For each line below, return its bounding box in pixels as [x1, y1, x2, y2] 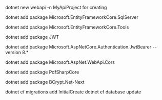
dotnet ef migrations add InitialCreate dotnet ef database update [5, 89, 141, 95]
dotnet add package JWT [5, 34, 59, 40]
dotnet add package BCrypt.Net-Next [5, 79, 85, 85]
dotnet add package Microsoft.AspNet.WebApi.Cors [5, 59, 115, 65]
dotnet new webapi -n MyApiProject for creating [5, 5, 107, 10]
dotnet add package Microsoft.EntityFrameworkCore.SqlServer [5, 14, 138, 20]
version [5, 49, 22, 55]
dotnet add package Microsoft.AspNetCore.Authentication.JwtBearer [5, 44, 152, 50]
